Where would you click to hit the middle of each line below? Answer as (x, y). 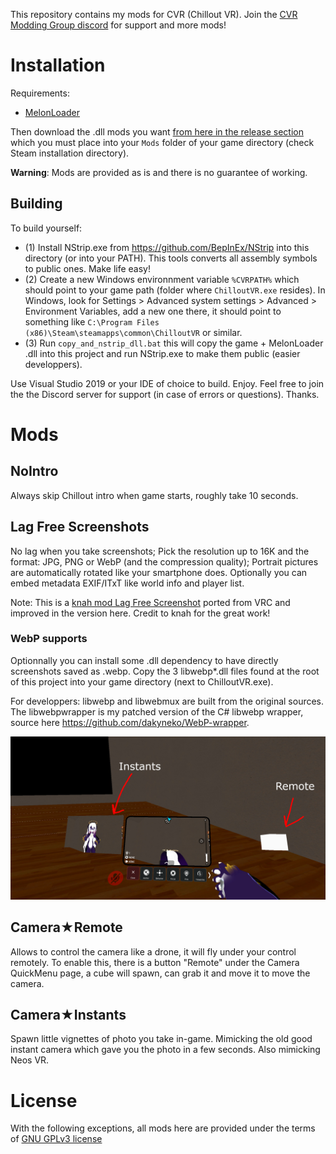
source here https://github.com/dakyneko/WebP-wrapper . (130, 722)
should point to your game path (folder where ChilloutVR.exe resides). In (175, 290)
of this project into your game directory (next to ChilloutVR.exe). (142, 681)
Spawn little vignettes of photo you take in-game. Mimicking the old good (161, 1039)
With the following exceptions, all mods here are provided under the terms (163, 1128)
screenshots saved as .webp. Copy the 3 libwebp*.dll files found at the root (165, 671)
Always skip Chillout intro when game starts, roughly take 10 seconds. (154, 495)
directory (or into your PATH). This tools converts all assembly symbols (171, 258)
